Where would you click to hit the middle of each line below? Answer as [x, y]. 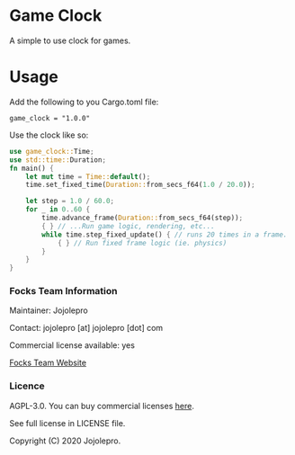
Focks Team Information [63, 291]
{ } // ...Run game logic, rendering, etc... [129, 226]
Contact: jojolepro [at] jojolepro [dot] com [86, 328]
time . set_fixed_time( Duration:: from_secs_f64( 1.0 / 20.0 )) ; [140, 185]
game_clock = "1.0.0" [50, 118]
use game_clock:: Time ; [52, 151]
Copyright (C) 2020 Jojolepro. [65, 441]
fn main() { [31, 168]
